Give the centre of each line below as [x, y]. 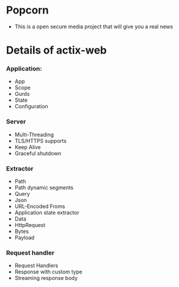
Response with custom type [48, 272]
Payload [24, 238]
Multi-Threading [34, 134]
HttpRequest [30, 225]
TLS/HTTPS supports [40, 141]
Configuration [31, 106]
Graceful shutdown [38, 153]
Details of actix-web [57, 50]
